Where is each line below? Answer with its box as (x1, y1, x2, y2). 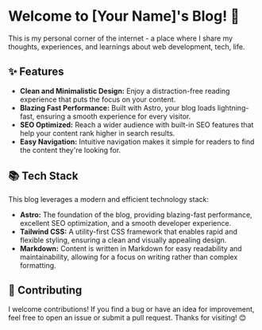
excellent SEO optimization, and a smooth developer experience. (19, 218, 232, 227)
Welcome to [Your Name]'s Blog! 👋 (8, 7, 240, 25)
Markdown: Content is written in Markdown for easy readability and (19, 243, 242, 253)
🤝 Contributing (8, 283, 83, 297)
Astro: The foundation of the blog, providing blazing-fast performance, (19, 210, 252, 219)
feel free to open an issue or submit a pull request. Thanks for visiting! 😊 (8, 313, 247, 323)
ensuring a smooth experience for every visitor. (36, 111, 191, 121)
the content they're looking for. (19, 145, 121, 154)
